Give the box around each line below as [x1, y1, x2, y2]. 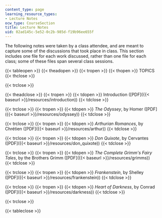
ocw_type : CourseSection [5, 20, 55, 26]
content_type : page [5, 7, 44, 12]
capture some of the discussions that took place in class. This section [5, 48, 144, 54]
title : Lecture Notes [5, 25, 49, 30]
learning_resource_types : [5, 12, 57, 16]
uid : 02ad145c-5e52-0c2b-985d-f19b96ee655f [5, 30, 94, 34]
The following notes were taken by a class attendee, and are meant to [5, 43, 144, 48]
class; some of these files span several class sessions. [5, 59, 114, 64]
